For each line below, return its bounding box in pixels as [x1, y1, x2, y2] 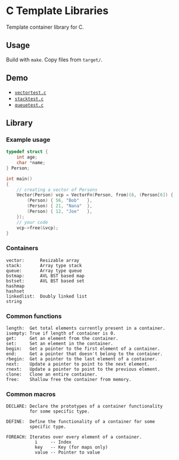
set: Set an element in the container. [6, 340, 114, 346]
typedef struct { [6, 149, 48, 155]
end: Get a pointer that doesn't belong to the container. [6, 350, 163, 357]
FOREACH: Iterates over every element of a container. [6, 434, 142, 440]
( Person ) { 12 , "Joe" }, [27, 209, 93, 214]
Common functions [6, 312, 62, 320]
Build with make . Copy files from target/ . [6, 56, 103, 63]
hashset [6, 288, 25, 294]
